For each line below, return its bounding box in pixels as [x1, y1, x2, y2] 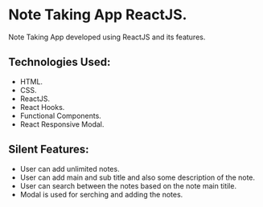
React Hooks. [19, 102, 65, 112]
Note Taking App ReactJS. [8, 6, 187, 24]
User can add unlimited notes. [19, 164, 120, 173]
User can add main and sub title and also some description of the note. [19, 172, 256, 182]
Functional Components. [19, 111, 102, 120]
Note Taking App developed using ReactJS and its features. [8, 32, 206, 42]
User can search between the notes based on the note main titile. [19, 181, 237, 190]
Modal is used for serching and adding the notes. [19, 189, 183, 199]
